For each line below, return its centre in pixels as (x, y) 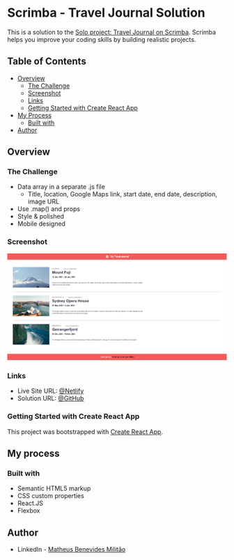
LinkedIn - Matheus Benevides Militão (71, 550)
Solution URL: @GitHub (50, 398)
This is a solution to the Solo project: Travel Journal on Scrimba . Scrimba (112, 32)
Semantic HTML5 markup (54, 488)
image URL (44, 202)
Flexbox (29, 511)
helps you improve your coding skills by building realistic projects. (102, 39)
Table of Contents (47, 62)
